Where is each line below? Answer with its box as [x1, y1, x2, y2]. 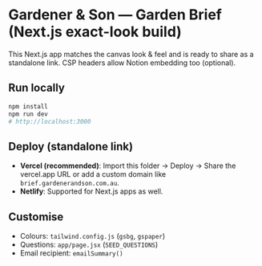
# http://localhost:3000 [8, 117, 91, 125]
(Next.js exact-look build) [8, 23, 182, 41]
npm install [8, 102, 48, 110]
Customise [8, 210, 64, 223]
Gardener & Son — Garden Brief [8, 6, 222, 24]
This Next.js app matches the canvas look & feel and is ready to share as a [8, 49, 254, 59]
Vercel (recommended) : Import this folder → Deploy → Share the [19, 161, 236, 170]
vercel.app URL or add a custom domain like [19, 170, 167, 179]
